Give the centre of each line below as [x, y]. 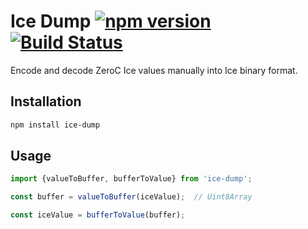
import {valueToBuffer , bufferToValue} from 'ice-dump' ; [131, 179]
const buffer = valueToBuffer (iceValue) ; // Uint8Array [131, 197]
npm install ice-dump [55, 125]
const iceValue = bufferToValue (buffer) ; [98, 215]
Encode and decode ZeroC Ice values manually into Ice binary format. [154, 70]
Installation [46, 101]
